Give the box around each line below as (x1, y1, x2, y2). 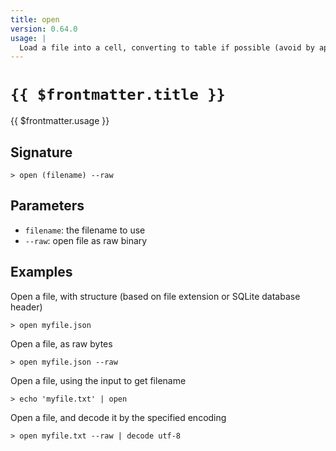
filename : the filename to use (24, 224, 146, 236)
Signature (10, 144, 73, 161)
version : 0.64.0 (10, 24, 78, 34)
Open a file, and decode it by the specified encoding (10, 411, 227, 423)
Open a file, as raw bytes (10, 337, 113, 350)
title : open (10, 14, 60, 25)
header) (10, 301, 43, 313)
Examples (10, 264, 73, 281)
